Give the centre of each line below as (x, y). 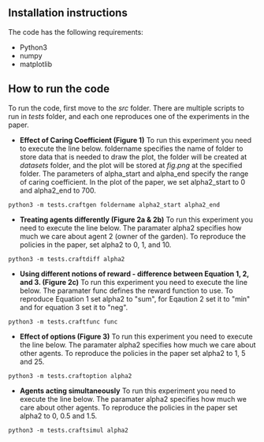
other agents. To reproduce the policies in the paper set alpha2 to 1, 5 (132, 353)
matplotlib (36, 64)
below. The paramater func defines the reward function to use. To (126, 290)
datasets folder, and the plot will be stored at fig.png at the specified (131, 165)
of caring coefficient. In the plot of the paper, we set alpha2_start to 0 (132, 182)
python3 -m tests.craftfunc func (63, 322)
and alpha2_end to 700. (58, 190)
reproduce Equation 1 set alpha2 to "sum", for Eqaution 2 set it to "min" (135, 298)
